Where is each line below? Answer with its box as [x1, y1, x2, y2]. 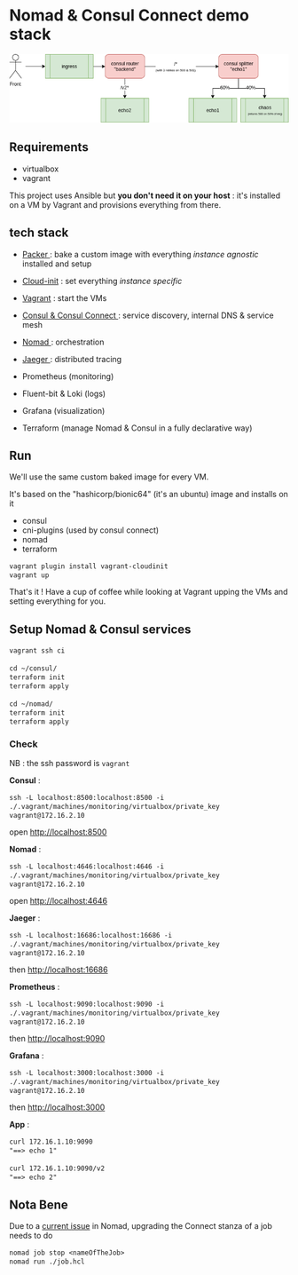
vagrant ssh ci [9, 646, 66, 655]
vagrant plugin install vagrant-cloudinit [9, 562, 169, 571]
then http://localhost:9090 [9, 1033, 106, 1044]
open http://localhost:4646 [9, 896, 108, 907]
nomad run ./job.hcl [9, 1257, 86, 1266]
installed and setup [21, 258, 92, 269]
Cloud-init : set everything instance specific [21, 275, 183, 286]
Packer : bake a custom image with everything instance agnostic [21, 249, 259, 259]
